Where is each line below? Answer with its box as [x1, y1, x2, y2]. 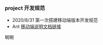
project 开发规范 [5, 4, 45, 11]
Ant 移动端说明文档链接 [12, 24, 62, 30]
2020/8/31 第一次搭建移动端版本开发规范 [12, 17, 98, 24]
